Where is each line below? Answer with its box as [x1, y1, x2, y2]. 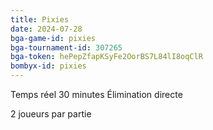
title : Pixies [10, 14, 70, 25]
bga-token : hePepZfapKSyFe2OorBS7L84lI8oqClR [10, 52, 203, 62]
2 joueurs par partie [10, 108, 92, 120]
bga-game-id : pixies [10, 33, 97, 43]
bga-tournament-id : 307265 [10, 42, 123, 53]
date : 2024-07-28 [10, 24, 83, 34]
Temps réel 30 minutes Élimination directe [10, 89, 183, 100]
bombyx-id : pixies [10, 61, 87, 71]
